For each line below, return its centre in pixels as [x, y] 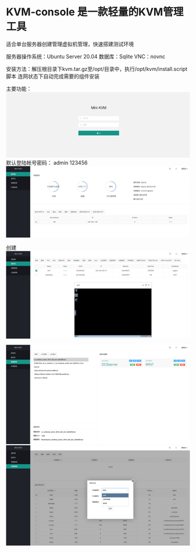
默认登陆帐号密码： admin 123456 [47, 162]
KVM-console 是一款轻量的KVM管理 [95, 12]
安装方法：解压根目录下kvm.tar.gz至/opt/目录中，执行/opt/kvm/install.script [97, 69]
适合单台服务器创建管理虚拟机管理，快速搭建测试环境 [70, 44]
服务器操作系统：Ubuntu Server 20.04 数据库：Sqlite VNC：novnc [86, 56]
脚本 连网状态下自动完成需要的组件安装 [53, 76]
